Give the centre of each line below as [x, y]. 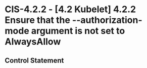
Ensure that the [37, 20]
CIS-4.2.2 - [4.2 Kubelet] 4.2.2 [70, 9]
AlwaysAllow [33, 42]
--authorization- [107, 20]
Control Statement [34, 60]
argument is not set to [78, 31]
